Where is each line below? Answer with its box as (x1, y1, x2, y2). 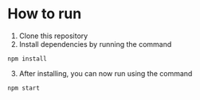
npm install (7, 55, 47, 63)
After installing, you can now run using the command (18, 68, 193, 78)
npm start (7, 84, 41, 92)
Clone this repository (18, 31, 88, 40)
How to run (7, 5, 82, 23)
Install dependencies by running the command (18, 39, 172, 48)
